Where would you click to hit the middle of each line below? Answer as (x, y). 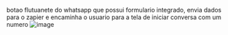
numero (18, 24)
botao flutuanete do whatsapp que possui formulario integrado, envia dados (114, 10)
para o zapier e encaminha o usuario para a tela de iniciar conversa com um (114, 17)
